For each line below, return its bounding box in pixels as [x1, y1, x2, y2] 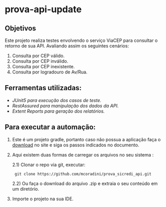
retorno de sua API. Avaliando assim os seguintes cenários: [5, 43, 129, 49]
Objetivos [5, 24, 36, 33]
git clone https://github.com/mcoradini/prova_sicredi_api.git [14, 171, 152, 176]
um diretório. [12, 186, 39, 192]
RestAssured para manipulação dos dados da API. [12, 102, 119, 109]
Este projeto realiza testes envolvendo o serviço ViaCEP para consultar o [5, 37, 158, 43]
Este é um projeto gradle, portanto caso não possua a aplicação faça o [12, 136, 161, 142]
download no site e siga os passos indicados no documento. [12, 142, 140, 148]
